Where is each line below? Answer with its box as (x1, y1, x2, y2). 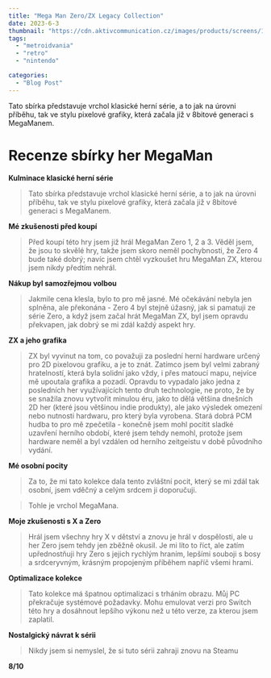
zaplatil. (27, 614, 55, 624)
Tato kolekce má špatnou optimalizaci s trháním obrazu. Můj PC (27, 589, 240, 598)
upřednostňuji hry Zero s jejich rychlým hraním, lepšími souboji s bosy (27, 549, 261, 559)
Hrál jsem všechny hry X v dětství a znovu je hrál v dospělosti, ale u (27, 531, 253, 541)
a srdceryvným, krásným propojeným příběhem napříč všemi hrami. (27, 557, 254, 567)
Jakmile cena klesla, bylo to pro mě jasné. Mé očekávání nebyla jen (27, 293, 252, 303)
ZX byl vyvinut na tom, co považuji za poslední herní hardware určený (27, 351, 261, 360)
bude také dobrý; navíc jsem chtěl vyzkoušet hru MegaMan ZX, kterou (27, 254, 262, 264)
